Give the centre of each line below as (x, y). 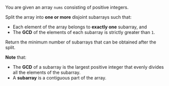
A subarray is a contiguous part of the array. (60, 78)
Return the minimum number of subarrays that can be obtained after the (81, 42)
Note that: (16, 57)
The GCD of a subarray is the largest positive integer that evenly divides (88, 67)
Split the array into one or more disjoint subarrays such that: (68, 17)
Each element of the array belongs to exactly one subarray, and (80, 27)
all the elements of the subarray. (46, 72)
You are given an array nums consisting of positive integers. (67, 7)
